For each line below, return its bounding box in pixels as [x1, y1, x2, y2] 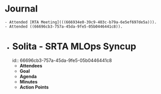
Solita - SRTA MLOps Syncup [12, 41, 136, 52]
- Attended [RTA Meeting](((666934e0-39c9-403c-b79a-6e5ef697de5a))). [5, 20, 157, 25]
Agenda [19, 73, 37, 79]
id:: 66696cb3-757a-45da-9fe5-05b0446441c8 [12, 57, 112, 63]
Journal [5, 3, 38, 15]
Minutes [19, 78, 38, 84]
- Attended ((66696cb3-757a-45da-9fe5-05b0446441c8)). [5, 24, 123, 29]
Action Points [19, 84, 49, 90]
